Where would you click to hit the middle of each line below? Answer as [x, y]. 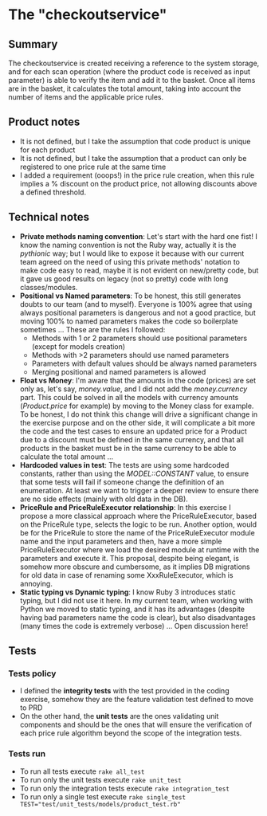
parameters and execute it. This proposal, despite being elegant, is [129, 558]
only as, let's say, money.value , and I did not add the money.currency [133, 389]
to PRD [31, 708]
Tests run [27, 754]
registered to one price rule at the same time [93, 167]
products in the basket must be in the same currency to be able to [128, 448]
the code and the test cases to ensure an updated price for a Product [133, 431]
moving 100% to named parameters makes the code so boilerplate [129, 321]
